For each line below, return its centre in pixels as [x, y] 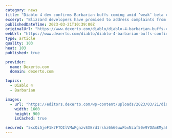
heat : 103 [16, 48]
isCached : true [31, 119]
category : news [21, 10]
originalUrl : [19, 29]
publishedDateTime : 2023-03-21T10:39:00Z [50, 24]
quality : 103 [19, 43]
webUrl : [14, 34]
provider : [16, 62]
